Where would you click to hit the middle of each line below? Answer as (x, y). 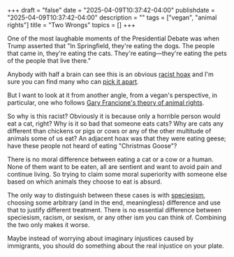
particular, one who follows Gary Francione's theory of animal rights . (106, 103)
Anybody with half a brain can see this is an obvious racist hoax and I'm (111, 74)
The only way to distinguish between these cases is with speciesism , (107, 195)
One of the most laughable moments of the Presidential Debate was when (114, 38)
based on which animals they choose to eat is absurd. (85, 182)
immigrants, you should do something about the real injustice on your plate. (116, 246)
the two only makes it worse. (49, 225)
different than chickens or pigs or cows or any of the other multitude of (109, 131)
